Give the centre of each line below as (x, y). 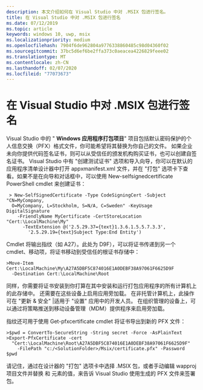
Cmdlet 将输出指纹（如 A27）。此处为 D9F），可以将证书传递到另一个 (91, 244)
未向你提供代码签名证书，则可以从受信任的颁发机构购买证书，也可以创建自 (99, 154)
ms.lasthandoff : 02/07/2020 (42, 68)
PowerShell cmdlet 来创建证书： (46, 184)
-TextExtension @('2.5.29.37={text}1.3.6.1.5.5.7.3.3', (94, 227)
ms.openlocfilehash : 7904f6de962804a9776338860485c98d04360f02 (88, 46)
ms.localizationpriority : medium (48, 40)
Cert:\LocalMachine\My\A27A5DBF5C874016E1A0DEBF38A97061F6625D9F (90, 269)
